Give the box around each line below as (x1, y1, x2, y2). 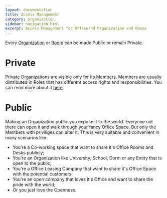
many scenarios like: (5, 135, 48, 140)
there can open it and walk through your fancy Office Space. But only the (5, 124, 156, 130)
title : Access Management (5, 12, 59, 17)
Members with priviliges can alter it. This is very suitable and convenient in (5, 129, 159, 135)
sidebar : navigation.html (5, 21, 59, 27)
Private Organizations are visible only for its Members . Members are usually (5, 74, 162, 80)
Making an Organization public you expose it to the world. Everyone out (5, 119, 153, 124)
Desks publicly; (12, 150, 45, 155)
